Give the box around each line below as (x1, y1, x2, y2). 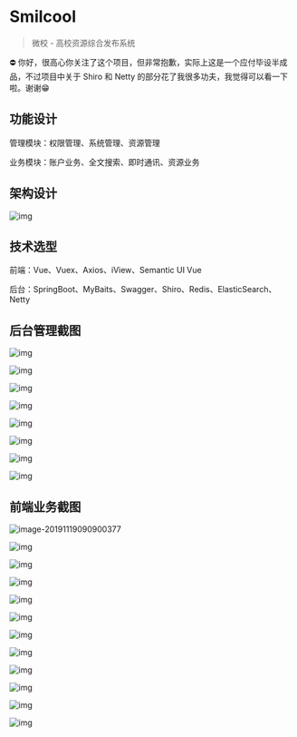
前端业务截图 (9, 499, 81, 515)
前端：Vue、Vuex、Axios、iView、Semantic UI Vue (9, 265, 202, 276)
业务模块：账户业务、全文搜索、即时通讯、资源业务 (9, 156, 200, 167)
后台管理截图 (9, 322, 81, 338)
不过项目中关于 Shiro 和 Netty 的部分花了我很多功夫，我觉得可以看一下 (24, 71, 288, 82)
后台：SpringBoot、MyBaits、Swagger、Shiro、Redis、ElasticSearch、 (9, 284, 277, 295)
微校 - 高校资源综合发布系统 (31, 37, 136, 48)
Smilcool (9, 6, 77, 27)
